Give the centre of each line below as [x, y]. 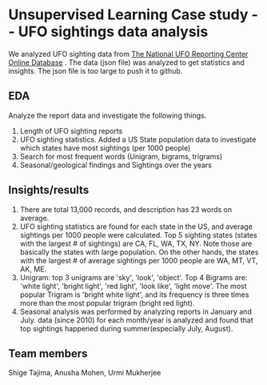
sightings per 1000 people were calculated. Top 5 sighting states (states [138, 235]
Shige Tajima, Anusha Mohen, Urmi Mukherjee [85, 373]
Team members [48, 353]
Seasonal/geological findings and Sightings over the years [116, 165]
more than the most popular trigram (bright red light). [107, 303]
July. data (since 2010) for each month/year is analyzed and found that [136, 320]
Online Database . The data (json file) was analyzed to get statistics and [127, 62]
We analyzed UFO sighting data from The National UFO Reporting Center [128, 54]
